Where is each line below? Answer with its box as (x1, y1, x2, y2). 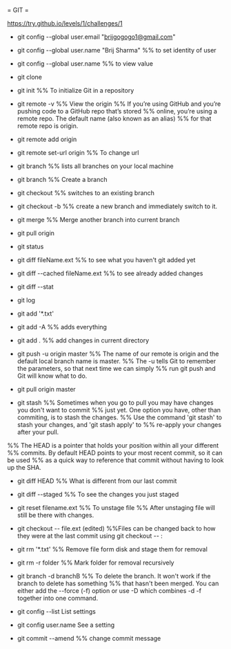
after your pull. (17, 428, 59, 436)
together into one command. (17, 594, 99, 602)
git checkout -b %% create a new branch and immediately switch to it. (17, 202, 218, 210)
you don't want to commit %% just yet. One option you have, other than (17, 406, 221, 414)
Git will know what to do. (17, 372, 88, 380)
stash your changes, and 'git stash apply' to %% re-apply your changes (17, 421, 222, 428)
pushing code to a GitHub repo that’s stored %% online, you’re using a (17, 107, 217, 115)
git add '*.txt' (17, 309, 54, 318)
